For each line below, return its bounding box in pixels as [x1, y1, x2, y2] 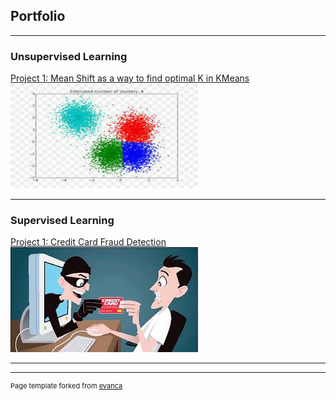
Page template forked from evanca [10, 381, 123, 391]
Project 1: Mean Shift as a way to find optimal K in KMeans [10, 72, 250, 84]
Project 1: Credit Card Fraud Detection [10, 236, 167, 248]
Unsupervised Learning [10, 49, 128, 63]
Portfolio [10, 8, 66, 25]
